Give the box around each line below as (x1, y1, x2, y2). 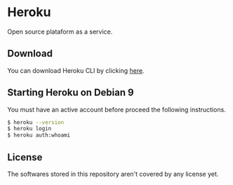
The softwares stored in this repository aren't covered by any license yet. (7, 170, 219, 178)
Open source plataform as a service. (7, 27, 113, 36)
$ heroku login (7, 125, 52, 132)
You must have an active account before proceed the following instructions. (7, 105, 226, 114)
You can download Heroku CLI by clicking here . (7, 66, 145, 74)
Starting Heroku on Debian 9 (7, 87, 135, 99)
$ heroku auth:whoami (7, 132, 71, 139)
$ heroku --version (7, 118, 65, 126)
